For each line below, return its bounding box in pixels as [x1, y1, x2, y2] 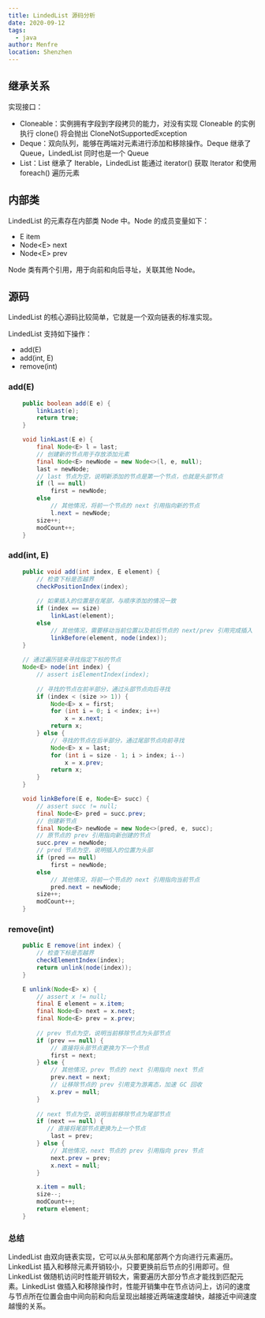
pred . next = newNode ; [50, 883, 122, 891]
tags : [8, 26, 26, 34]
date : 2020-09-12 [8, 19, 65, 27]
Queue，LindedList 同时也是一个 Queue [19, 148, 150, 158]
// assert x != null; [36, 993, 108, 1001]
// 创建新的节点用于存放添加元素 [36, 450, 130, 458]
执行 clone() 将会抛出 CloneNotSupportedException [19, 128, 188, 138]
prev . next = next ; [50, 1073, 111, 1082]
